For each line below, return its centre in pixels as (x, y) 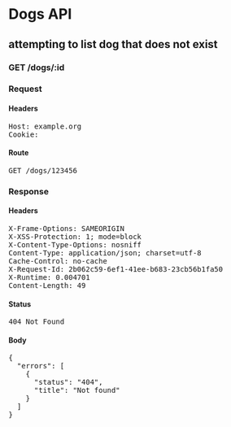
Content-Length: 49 (47, 285)
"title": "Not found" (77, 390)
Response (28, 191)
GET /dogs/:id (37, 68)
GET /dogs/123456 (43, 170)
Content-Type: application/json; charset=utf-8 (105, 253)
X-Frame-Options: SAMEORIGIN (66, 228)
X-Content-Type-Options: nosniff (75, 244)
